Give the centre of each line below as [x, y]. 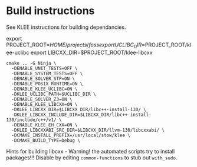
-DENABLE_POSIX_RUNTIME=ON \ [47, 83]
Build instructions [50, 11]
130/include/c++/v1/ [32, 120]
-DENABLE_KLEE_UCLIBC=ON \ [45, 89]
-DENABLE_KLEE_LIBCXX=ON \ [45, 104]
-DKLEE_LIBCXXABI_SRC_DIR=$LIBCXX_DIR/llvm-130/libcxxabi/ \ [88, 130]
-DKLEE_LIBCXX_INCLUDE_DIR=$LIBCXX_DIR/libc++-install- [81, 115]
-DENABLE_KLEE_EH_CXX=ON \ [45, 125]
